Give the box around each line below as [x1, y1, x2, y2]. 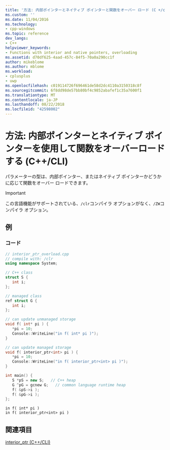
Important [5, 190, 26, 196]
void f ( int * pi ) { [5, 321, 49, 327]
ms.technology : [5, 21, 38, 27]
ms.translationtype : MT [5, 93, 56, 98]
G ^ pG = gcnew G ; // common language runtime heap [12, 382, 126, 387]
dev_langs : [5, 36, 28, 41]
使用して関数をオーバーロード [41, 143, 165, 155]
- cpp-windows [5, 26, 36, 32]
